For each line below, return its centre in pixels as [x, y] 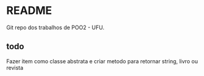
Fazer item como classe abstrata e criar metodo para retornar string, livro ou [102, 61]
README [29, 11]
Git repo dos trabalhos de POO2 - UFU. [55, 27]
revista [15, 67]
